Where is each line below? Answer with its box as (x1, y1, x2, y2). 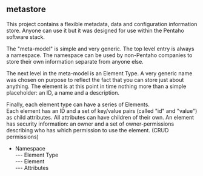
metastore (6, 4, 47, 15)
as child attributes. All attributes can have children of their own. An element (6, 113, 195, 121)
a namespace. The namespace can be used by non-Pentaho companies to (6, 51, 193, 59)
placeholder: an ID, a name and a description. (6, 89, 120, 96)
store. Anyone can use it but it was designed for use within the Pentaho (6, 27, 185, 34)
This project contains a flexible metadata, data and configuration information (6, 20, 198, 27)
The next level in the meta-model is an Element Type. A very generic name (6, 69, 193, 77)
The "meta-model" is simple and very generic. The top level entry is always (6, 45, 195, 52)
